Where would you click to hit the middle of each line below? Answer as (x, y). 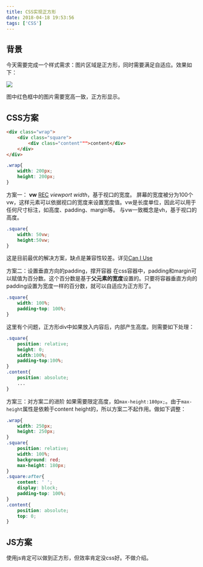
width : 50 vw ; (34, 234)
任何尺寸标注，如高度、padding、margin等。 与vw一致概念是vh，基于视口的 (101, 210)
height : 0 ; (31, 350)
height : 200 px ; (36, 177)
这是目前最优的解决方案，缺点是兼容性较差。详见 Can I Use (79, 258)
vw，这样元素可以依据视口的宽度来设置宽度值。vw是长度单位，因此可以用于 (101, 202)
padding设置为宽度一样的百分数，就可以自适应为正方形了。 (80, 286)
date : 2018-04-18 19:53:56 (40, 18)
